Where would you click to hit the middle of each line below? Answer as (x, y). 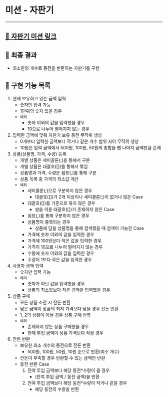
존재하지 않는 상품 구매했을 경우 (58, 326)
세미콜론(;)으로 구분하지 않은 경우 (60, 190)
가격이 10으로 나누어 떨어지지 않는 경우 (65, 247)
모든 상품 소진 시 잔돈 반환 (45, 302)
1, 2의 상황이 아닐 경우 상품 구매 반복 (55, 315)
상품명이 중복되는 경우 (49, 222)
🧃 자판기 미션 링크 (31, 36)
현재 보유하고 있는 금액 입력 (39, 98)
